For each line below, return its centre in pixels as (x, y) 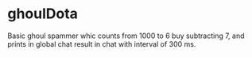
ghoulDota (43, 14)
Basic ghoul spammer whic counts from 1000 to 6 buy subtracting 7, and (126, 36)
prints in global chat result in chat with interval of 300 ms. (102, 44)
